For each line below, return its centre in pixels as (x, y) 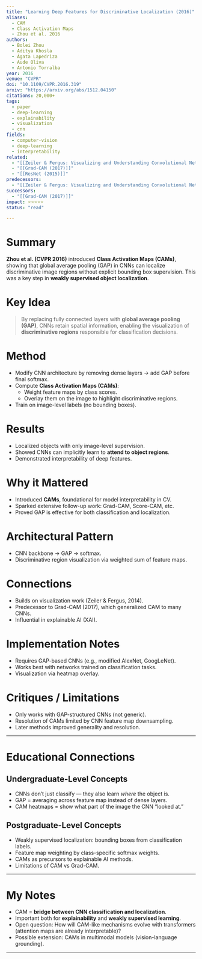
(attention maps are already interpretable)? (68, 931)
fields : (16, 135)
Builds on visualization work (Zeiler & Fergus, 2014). (79, 600)
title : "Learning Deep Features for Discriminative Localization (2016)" (101, 12)
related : (17, 157)
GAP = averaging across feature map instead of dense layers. (91, 800)
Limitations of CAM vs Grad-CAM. (57, 865)
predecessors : (24, 180)
